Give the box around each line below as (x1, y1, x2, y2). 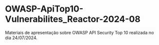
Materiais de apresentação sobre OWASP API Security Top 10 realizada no (5, 30, 154, 35)
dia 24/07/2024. (5, 35, 37, 41)
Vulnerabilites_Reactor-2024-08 (5, 14, 141, 25)
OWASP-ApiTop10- (5, 3, 84, 15)
